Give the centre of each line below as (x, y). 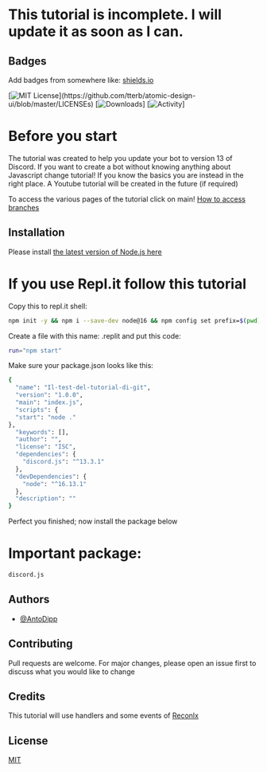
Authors (29, 600)
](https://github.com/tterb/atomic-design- (127, 96)
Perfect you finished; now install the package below (93, 521)
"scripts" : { (37, 410)
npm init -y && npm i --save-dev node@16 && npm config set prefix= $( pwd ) (135, 320)
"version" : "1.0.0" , (49, 395)
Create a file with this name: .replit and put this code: (95, 335)
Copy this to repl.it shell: (48, 306)
